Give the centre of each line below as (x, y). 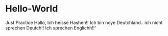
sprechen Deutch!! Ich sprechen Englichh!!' (51, 27)
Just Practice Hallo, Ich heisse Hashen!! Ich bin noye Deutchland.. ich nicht (84, 22)
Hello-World (32, 9)
